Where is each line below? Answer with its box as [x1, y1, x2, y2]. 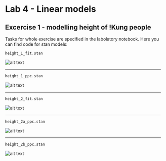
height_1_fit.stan [5, 51, 43, 56]
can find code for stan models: [5, 41, 68, 47]
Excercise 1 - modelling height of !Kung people [5, 23, 152, 32]
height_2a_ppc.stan [5, 119, 45, 124]
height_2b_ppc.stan [5, 142, 45, 147]
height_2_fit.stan [5, 97, 43, 101]
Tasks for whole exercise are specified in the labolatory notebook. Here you [5, 36, 159, 42]
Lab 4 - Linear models [5, 3, 96, 15]
